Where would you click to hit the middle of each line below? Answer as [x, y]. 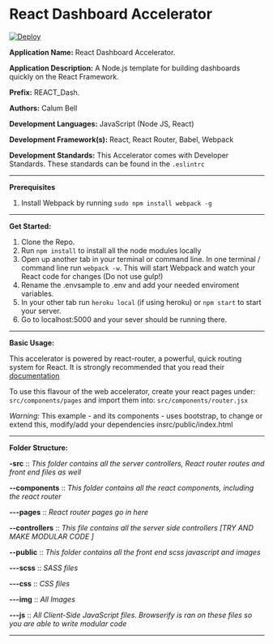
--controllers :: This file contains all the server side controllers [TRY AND [132, 527]
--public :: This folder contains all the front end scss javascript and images [135, 552]
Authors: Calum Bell [43, 108]
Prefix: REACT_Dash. [45, 92]
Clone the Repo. [48, 242]
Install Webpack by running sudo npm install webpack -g [117, 203]
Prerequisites [32, 187]
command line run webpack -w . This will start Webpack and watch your [138, 268]
